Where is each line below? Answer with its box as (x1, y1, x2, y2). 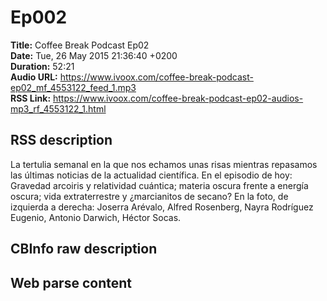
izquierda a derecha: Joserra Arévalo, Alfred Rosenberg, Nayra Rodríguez (10, 201, 314, 213)
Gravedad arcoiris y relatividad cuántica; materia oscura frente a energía (10, 179, 309, 191)
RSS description (10, 132, 113, 149)
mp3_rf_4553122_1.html (10, 102, 107, 115)
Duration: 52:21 (10, 60, 75, 72)
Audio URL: (10, 71, 58, 83)
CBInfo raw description (10, 241, 158, 258)
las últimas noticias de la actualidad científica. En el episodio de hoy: (10, 169, 293, 181)
